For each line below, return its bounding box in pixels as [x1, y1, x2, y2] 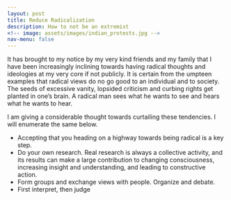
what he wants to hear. [7, 99, 73, 108]
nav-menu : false [7, 36, 54, 43]
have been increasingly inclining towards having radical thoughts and [7, 62, 206, 71]
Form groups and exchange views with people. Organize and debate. [17, 178, 216, 186]
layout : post [7, 10, 45, 17]
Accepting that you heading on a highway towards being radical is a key [17, 133, 224, 142]
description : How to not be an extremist [7, 23, 129, 30]
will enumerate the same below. [7, 120, 98, 128]
